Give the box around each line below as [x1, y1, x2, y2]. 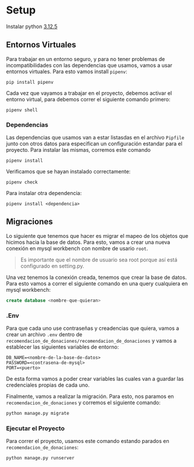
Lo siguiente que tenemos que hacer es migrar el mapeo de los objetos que [6, 232, 189, 239]
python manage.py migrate [6, 411, 69, 417]
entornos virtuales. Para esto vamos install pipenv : [6, 68, 128, 75]
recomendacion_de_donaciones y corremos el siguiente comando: [6, 399, 161, 406]
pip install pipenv [6, 79, 54, 85]
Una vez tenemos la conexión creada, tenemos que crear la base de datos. [6, 274, 187, 281]
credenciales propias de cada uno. [6, 381, 90, 388]
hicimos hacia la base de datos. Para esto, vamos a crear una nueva [6, 238, 171, 246]
